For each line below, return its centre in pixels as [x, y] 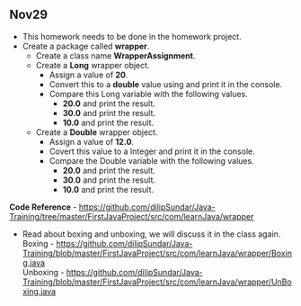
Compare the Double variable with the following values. [151, 160]
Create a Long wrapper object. [93, 65]
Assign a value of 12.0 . [92, 141]
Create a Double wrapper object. [97, 132]
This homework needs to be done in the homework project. [132, 36]
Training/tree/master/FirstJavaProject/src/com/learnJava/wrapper [132, 216]
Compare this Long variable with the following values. [149, 94]
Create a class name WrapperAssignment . [115, 55]
